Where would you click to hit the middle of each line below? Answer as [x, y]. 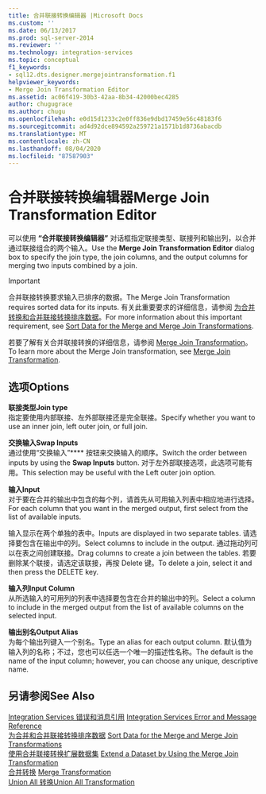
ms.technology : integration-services [71, 52]
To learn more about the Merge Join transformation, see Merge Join [120, 351]
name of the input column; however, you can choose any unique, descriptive [133, 661]
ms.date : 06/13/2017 [42, 30]
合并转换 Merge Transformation [60, 772]
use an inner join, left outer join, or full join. [78, 426]
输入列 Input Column [42, 588]
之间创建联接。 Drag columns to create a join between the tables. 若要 [143, 553]
